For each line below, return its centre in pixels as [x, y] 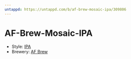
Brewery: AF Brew [30, 51]
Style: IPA [21, 47]
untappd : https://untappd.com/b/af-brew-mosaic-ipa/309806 [65, 9]
